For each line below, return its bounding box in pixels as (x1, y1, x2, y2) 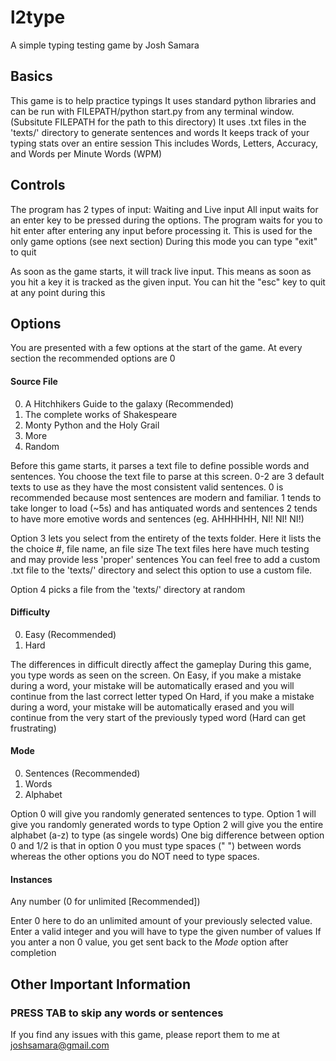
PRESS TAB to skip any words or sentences (10, 1006, 224, 1020)
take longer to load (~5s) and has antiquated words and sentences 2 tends (10, 502, 318, 514)
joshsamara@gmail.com (10, 1039, 110, 1051)
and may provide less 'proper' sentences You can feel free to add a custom (10, 553, 321, 565)
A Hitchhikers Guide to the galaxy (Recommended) (24, 397, 235, 410)
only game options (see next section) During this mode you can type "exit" (10, 235, 318, 247)
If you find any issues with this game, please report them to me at (10, 1028, 280, 1040)
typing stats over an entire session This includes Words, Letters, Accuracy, (10, 137, 319, 149)
